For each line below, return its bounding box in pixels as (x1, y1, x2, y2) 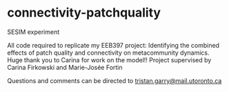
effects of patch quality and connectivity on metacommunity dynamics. (7, 48, 210, 57)
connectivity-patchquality (7, 5, 161, 21)
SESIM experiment (7, 28, 60, 36)
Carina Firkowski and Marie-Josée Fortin (7, 63, 123, 71)
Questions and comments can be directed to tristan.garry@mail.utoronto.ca (7, 76, 222, 84)
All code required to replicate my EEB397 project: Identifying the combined (7, 41, 219, 49)
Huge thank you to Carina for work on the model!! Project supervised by (7, 55, 212, 64)
